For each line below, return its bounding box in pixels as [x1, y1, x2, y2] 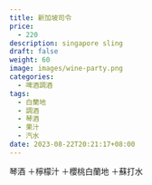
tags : [9, 89, 30, 98]
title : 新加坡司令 [9, 13, 72, 23]
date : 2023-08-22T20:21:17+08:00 [9, 140, 136, 149]
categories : [9, 73, 54, 82]
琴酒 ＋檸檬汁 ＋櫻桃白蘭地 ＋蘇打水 [9, 165, 143, 177]
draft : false [9, 47, 59, 56]
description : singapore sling [9, 38, 124, 48]
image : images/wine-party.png [9, 64, 124, 73]
